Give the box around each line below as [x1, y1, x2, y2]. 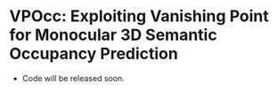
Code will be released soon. [21, 72, 125, 83]
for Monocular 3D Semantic [9, 25, 217, 45]
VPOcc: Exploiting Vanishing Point [9, 6, 269, 27]
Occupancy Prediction [9, 44, 178, 64]
